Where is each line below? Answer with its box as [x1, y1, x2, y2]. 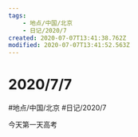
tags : [8, 11, 26, 20]
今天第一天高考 [8, 120, 57, 130]
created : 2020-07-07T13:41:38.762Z [8, 33, 127, 42]
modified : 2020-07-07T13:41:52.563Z [8, 41, 130, 49]
